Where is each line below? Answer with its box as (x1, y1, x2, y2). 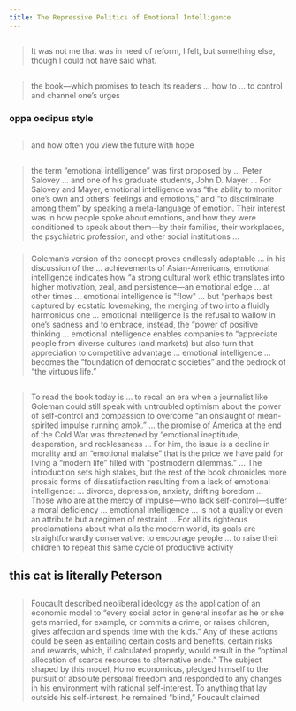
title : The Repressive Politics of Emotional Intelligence (9, 12, 231, 22)
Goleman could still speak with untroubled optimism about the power (30, 401, 282, 412)
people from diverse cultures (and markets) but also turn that (30, 338, 254, 349)
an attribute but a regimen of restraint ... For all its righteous (30, 514, 248, 525)
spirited (30, 420, 59, 430)
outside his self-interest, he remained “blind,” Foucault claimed (30, 692, 261, 703)
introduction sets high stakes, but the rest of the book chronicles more (30, 467, 287, 478)
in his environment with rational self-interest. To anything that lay (30, 683, 268, 693)
